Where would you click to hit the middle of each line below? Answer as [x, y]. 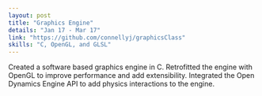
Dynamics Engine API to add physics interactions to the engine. [112, 84]
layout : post [30, 15]
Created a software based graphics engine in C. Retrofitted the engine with [131, 67]
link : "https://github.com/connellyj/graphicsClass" [97, 37]
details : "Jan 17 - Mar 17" [55, 30]
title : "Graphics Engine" [51, 23]
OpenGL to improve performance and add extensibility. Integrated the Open [131, 76]
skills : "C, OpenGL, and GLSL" [60, 45]
